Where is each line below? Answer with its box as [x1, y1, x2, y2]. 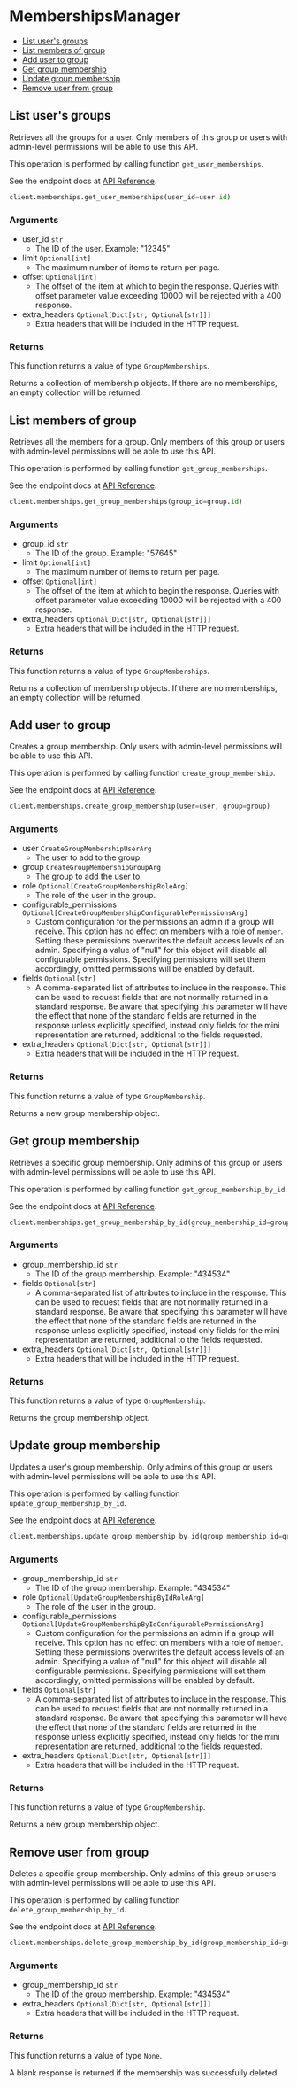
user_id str [21, 233, 64, 244]
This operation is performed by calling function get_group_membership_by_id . [9, 1183, 287, 1194]
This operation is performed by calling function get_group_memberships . [9, 463, 268, 474]
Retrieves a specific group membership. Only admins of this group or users [9, 1157, 283, 1168]
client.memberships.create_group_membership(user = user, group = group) [9, 802, 271, 811]
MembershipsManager [9, 6, 181, 27]
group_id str [21, 539, 69, 549]
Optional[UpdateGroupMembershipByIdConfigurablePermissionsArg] [21, 1620, 264, 1629]
